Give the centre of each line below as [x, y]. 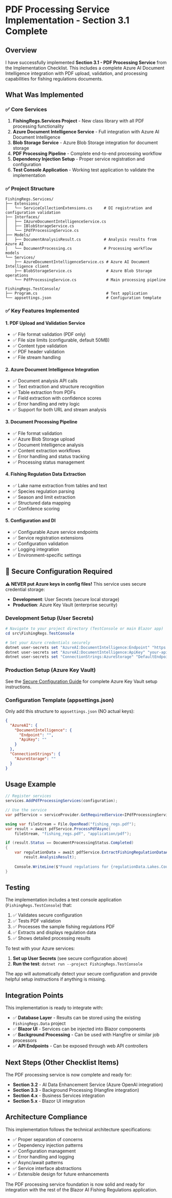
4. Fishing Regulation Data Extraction [46, 474]
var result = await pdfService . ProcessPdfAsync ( [58, 829]
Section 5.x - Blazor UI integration [49, 1101]
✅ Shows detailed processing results [51, 938]
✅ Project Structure [30, 188]
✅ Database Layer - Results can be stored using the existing [77, 1018]
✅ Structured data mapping [41, 503]
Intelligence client [27, 266]
